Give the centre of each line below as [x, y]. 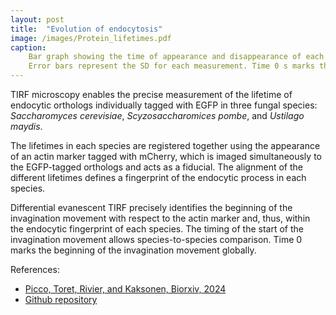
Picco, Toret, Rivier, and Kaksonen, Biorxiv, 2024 [125, 289]
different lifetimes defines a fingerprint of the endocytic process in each [158, 177]
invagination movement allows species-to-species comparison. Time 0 [156, 239]
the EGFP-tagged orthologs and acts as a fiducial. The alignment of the [156, 167]
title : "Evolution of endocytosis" [86, 29]
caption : [28, 47]
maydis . [26, 126]
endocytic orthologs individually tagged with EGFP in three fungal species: [164, 105]
